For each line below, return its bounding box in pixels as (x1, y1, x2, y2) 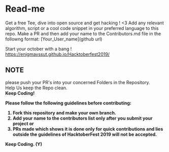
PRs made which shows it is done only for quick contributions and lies (12, 126, 163, 132)
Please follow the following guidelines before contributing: (5, 100, 132, 106)
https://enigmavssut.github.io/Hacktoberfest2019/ (5, 51, 110, 57)
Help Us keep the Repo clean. (5, 85, 67, 91)
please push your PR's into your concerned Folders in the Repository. (5, 79, 150, 85)
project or (12, 120, 34, 127)
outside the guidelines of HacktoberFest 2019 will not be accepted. (12, 131, 157, 137)
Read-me (5, 3, 45, 15)
